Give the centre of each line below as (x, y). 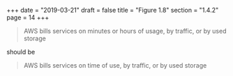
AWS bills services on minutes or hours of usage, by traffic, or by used (125, 31)
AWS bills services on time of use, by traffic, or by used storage (115, 65)
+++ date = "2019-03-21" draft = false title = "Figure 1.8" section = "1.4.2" (113, 10)
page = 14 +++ (28, 17)
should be (21, 52)
